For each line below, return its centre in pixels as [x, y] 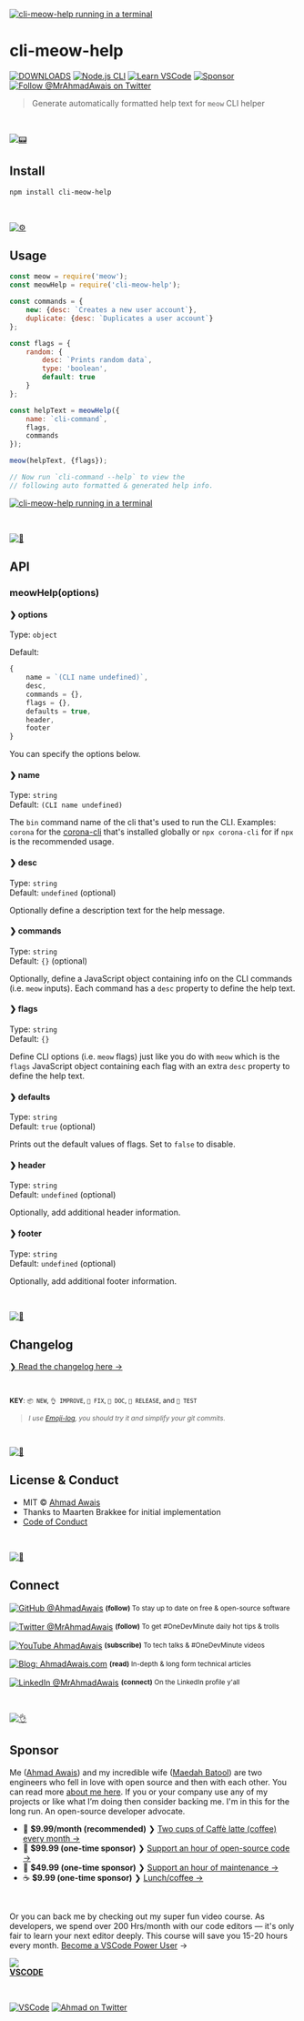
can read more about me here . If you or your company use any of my [139, 1792]
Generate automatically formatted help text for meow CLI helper [148, 103]
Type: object [33, 635]
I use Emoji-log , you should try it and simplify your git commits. [127, 1419]
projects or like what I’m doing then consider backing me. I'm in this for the [149, 1801]
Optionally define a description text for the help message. [117, 910]
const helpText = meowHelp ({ [65, 410]
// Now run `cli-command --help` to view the [97, 478]
